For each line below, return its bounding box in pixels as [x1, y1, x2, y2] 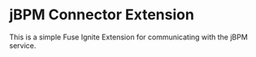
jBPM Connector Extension [9, 6, 194, 24]
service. [9, 40, 37, 50]
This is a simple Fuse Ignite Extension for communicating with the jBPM [9, 32, 249, 42]
